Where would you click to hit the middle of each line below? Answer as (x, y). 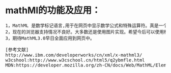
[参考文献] (17, 49)
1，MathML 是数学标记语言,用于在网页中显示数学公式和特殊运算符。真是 (82, 25)
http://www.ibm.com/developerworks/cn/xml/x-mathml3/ (74, 55)
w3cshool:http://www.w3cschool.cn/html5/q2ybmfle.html (75, 60)
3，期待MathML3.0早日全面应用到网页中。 (50, 38)
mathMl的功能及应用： (53, 10)
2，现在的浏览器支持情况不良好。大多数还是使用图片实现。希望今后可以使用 (85, 32)
